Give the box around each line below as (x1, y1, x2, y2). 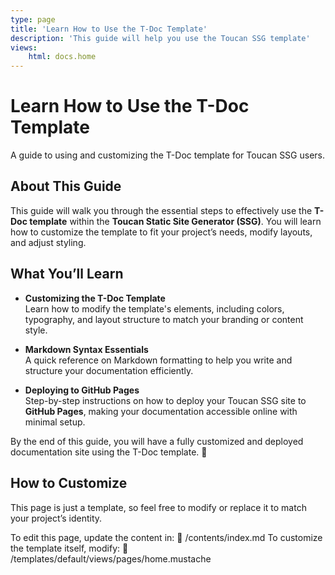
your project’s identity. (10, 512, 103, 524)
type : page (10, 14, 56, 25)
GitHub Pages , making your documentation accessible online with (24, 405, 298, 417)
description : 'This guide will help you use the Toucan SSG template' (10, 33, 311, 43)
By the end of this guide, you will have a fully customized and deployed (10, 435, 304, 447)
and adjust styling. (10, 236, 87, 248)
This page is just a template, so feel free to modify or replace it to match (10, 501, 307, 513)
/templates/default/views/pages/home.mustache (10, 552, 212, 565)
